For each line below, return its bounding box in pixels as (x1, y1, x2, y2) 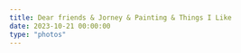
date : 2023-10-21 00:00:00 (9, 22, 111, 31)
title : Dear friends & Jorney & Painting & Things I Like (9, 13, 232, 22)
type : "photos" (9, 30, 67, 39)
